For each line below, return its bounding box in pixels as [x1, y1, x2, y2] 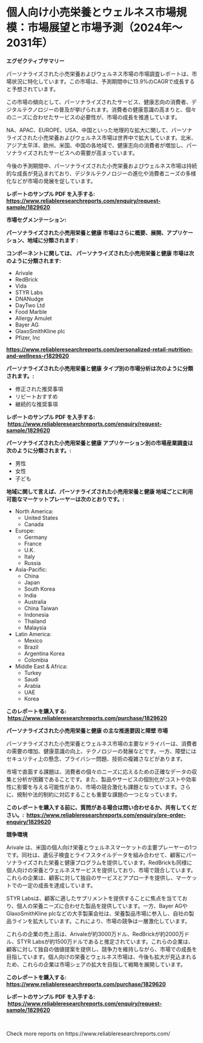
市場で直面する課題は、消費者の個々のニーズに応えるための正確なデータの [6, 768, 192, 775]
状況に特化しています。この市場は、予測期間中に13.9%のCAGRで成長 [11, 77, 185, 85]
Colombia [24, 656, 48, 664]
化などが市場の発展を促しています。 [6, 177, 96, 184]
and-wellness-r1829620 [6, 352, 70, 359]
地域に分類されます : [27, 237, 79, 244]
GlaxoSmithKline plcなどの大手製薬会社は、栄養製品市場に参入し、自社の [6, 910, 189, 917]
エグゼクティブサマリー [6, 57, 65, 64]
